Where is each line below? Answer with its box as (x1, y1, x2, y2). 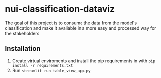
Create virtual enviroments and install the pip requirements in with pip (12, 58, 156, 64)
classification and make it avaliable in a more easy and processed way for (5, 25, 156, 31)
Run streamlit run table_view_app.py (12, 67, 91, 73)
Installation (5, 44, 41, 53)
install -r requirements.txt (12, 63, 73, 68)
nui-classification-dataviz (5, 3, 115, 15)
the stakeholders (5, 30, 40, 36)
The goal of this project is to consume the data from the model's (5, 20, 137, 26)
